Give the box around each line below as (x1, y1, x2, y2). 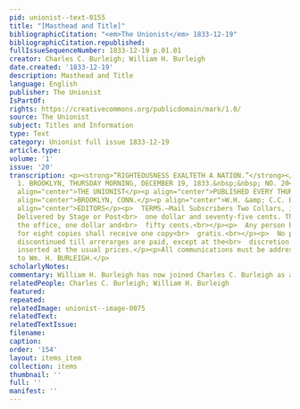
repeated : (9, 296, 46, 305)
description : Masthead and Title (9, 71, 134, 80)
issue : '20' (9, 163, 54, 171)
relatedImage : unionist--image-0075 (9, 304, 146, 313)
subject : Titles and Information (9, 121, 134, 130)
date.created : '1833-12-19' (9, 63, 114, 72)
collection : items (9, 362, 78, 371)
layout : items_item (9, 354, 82, 363)
